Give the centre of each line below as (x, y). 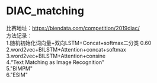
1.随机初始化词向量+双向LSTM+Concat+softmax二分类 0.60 (79, 43)
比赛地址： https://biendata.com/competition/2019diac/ (73, 28)
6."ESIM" (17, 75)
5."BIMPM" (20, 68)
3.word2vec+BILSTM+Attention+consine (56, 56)
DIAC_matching (45, 11)
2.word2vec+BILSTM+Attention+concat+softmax (66, 49)
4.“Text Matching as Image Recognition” (55, 62)
